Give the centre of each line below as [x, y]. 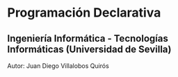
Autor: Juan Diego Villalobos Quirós [58, 66]
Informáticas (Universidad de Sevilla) [89, 49]
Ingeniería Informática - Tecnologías [88, 38]
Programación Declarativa [84, 13]
